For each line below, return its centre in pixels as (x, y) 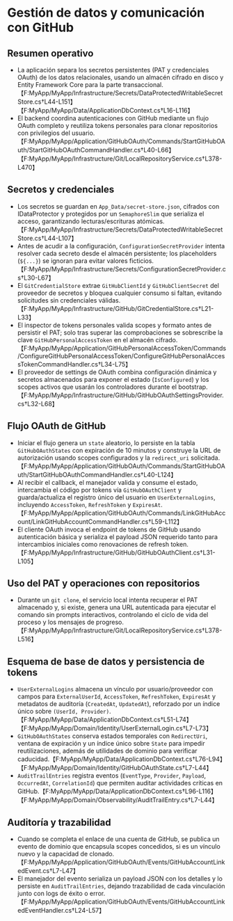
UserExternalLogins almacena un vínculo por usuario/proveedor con (115, 689)
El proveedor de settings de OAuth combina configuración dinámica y (117, 372)
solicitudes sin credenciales (57, 300)
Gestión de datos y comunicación (106, 13)
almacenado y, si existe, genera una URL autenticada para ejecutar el (116, 607)
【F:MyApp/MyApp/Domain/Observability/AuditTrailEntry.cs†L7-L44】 (118, 800)
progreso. (110, 622)
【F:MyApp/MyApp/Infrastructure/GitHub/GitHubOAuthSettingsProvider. (120, 395)
